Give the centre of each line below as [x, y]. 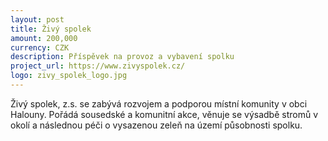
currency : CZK [40, 47]
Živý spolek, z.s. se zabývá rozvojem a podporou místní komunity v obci [159, 103]
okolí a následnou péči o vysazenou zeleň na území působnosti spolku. [156, 125]
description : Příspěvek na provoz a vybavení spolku [122, 57]
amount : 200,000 [44, 38]
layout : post [37, 19]
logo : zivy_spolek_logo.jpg [69, 76]
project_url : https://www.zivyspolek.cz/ [98, 66]
